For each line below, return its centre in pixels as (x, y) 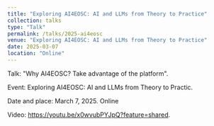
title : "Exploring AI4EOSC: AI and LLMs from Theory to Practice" (107, 14)
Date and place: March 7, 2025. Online (63, 101)
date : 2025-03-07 (33, 47)
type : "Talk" (27, 27)
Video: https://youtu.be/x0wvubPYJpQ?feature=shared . (89, 115)
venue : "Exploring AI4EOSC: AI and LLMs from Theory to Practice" (107, 40)
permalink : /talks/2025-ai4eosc (55, 34)
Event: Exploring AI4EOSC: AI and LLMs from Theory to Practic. (100, 87)
